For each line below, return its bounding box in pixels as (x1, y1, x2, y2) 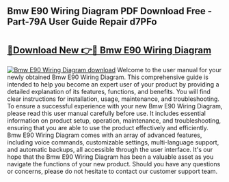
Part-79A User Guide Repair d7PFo (7, 16, 157, 28)
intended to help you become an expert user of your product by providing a (7, 80, 220, 88)
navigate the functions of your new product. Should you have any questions (7, 160, 221, 168)
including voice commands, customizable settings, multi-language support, (7, 138, 219, 146)
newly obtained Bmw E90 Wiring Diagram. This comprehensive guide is (7, 73, 208, 81)
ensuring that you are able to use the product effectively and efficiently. (7, 124, 208, 132)
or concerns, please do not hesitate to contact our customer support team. (7, 167, 218, 175)
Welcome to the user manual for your (117, 66, 222, 74)
